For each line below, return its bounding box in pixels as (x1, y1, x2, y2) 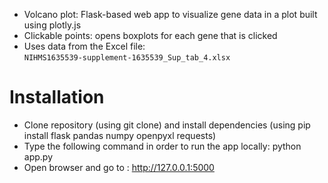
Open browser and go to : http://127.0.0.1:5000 (23, 161, 215, 173)
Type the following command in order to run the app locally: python (23, 140, 302, 152)
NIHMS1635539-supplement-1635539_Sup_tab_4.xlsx (23, 53, 231, 63)
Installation (9, 86, 105, 109)
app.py (23, 150, 54, 163)
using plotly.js (23, 19, 82, 31)
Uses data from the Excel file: (23, 40, 146, 52)
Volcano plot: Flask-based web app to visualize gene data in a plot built (23, 9, 318, 20)
